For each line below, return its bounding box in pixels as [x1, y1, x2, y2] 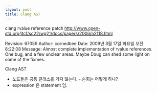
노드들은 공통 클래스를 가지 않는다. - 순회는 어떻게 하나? [12, 76, 118, 82]
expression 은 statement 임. [12, 82, 67, 88]
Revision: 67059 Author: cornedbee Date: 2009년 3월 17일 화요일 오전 [5, 40, 144, 46]
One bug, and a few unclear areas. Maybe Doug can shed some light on [5, 51, 150, 57]
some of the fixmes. [5, 56, 45, 62]
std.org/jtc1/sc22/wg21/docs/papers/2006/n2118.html [5, 30, 113, 36]
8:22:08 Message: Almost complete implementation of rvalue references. [5, 46, 153, 52]
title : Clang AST [5, 12, 41, 17]
